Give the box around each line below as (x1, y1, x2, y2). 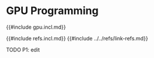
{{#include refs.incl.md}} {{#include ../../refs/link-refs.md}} (6, 35, 148, 42)
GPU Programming (6, 4, 99, 18)
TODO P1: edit (6, 46, 40, 53)
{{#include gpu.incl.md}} (6, 23, 66, 30)
